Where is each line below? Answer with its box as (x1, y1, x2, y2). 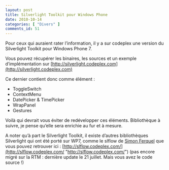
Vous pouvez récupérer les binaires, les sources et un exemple (5, 55, 137, 61)
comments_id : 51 (5, 26, 40, 31)
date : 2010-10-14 (5, 17, 42, 22)
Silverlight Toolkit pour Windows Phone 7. (5, 46, 92, 52)
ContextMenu (12, 91, 42, 97)
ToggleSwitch (12, 86, 42, 92)
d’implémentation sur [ (5, 61, 52, 67)
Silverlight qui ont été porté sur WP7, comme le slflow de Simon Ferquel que (5, 138, 164, 144)
